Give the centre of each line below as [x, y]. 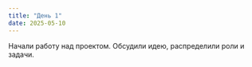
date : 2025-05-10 [37, 23]
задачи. [21, 54]
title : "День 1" [35, 16]
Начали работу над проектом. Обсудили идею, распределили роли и [126, 45]
